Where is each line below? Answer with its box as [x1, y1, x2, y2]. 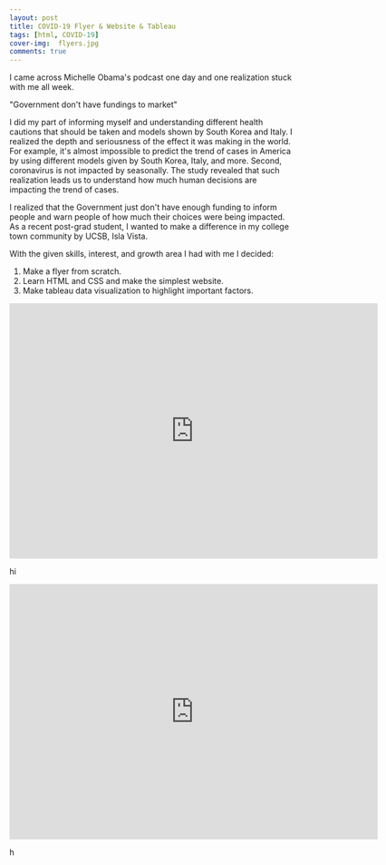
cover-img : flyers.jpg [9, 38, 100, 48]
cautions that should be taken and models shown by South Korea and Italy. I [9, 126, 293, 137]
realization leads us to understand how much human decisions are [9, 174, 257, 186]
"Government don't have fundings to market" [9, 99, 179, 110]
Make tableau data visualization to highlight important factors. [22, 285, 254, 296]
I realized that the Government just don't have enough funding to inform [9, 202, 278, 213]
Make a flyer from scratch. [22, 266, 122, 277]
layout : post [9, 13, 59, 23]
